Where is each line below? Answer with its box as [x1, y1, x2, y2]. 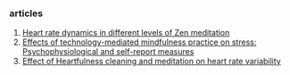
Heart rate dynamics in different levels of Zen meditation [21, 28, 230, 38]
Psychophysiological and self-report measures [21, 46, 195, 57]
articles [9, 7, 43, 20]
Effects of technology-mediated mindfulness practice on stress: [21, 37, 257, 47]
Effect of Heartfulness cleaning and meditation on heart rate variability [21, 56, 281, 67]
